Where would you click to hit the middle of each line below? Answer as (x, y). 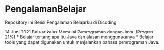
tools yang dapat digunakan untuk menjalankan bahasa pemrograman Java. (82, 42)
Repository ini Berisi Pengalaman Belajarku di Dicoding (61, 22)
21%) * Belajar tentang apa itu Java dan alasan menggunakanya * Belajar (79, 37)
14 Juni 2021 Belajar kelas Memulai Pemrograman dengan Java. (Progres (79, 32)
